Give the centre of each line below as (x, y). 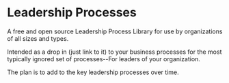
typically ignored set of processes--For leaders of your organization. (104, 59)
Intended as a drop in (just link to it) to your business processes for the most (114, 52)
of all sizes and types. (38, 38)
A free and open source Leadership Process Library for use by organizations (115, 31)
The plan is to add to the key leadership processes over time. (93, 72)
